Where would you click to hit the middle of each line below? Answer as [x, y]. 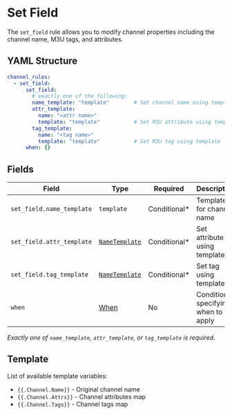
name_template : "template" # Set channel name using [120, 103]
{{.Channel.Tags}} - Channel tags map [72, 404]
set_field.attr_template [51, 242]
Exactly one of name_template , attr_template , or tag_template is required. [111, 338]
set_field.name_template [51, 209]
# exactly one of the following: [80, 96]
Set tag [208, 266]
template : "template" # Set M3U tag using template [129, 141]
